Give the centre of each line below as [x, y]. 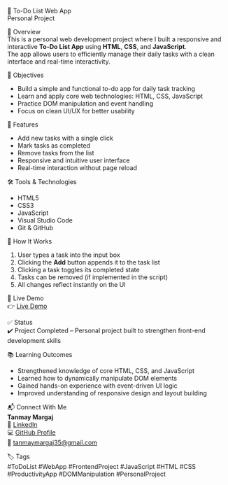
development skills [34, 340]
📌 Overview [24, 32]
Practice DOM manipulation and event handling [85, 104]
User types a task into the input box [69, 255]
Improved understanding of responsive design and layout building [112, 393]
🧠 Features [23, 125]
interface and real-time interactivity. [59, 62]
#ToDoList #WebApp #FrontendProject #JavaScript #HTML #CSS [102, 466]
